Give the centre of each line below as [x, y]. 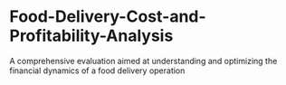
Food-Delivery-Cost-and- [108, 17]
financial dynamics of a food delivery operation [97, 71]
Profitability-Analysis [91, 36]
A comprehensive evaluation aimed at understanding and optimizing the [143, 61]
